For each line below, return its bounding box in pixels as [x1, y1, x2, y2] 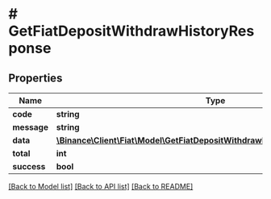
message [12, 122, 48, 133]
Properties [8, 71, 63, 85]
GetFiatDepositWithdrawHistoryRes [8, 22, 255, 40]
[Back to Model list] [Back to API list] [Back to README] [8, 182, 194, 191]
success [12, 161, 46, 172]
